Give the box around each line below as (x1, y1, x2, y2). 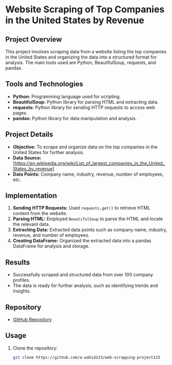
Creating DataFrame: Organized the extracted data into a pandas (12, 238, 151, 244)
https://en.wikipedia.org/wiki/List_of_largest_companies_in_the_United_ (14, 160, 165, 166)
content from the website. (12, 210, 68, 217)
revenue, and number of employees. (12, 232, 90, 238)
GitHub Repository (12, 317, 52, 323)
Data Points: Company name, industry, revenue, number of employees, (12, 171, 164, 177)
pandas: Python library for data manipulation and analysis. (12, 115, 137, 121)
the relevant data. (12, 221, 50, 227)
